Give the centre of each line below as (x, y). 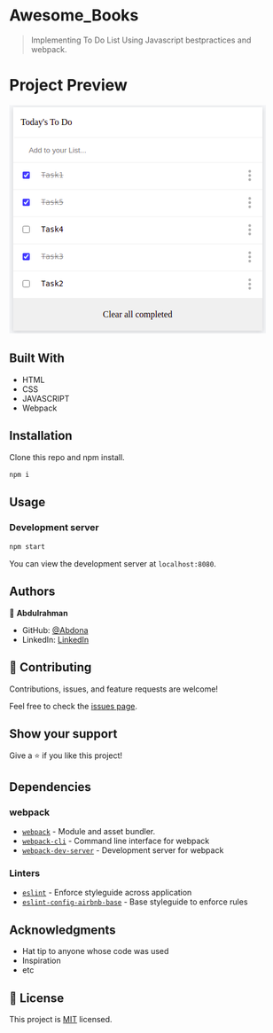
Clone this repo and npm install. (67, 457)
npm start (27, 547)
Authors (32, 592)
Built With (37, 359)
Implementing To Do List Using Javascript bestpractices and (141, 40)
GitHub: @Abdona (55, 630)
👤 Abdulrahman (39, 613)
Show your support (63, 734)
